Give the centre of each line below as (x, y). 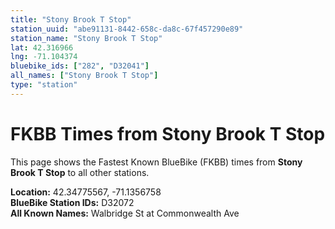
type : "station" (44, 85)
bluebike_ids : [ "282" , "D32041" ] (80, 66)
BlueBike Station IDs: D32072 (72, 202)
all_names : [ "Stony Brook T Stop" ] (84, 76)
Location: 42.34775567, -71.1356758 (86, 192)
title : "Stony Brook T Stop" (71, 19)
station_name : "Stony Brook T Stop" (86, 38)
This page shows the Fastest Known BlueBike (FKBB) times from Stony (156, 162)
